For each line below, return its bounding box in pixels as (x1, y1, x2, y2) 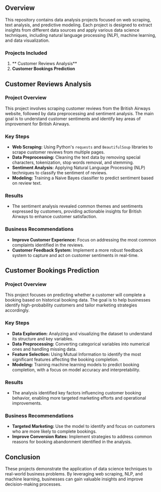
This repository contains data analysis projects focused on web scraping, (5, 17, 151, 22)
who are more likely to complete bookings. (12, 428, 97, 434)
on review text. (12, 180, 42, 186)
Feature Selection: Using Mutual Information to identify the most (12, 351, 141, 357)
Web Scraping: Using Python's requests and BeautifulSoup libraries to (12, 144, 153, 150)
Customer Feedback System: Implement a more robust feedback (12, 247, 143, 253)
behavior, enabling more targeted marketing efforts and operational (12, 395, 146, 401)
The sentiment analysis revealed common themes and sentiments (12, 204, 143, 209)
